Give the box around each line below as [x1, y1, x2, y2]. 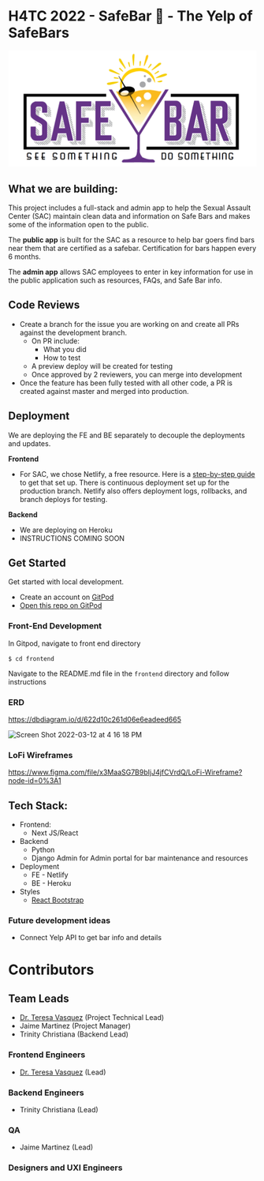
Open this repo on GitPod [19, 601, 102, 610]
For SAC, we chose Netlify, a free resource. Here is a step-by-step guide [19, 469, 255, 478]
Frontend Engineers [8, 1049, 86, 1060]
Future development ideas [8, 915, 111, 926]
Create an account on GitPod [19, 592, 114, 602]
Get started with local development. [8, 577, 125, 587]
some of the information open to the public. [8, 220, 149, 230]
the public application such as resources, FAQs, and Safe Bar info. [8, 276, 223, 285]
